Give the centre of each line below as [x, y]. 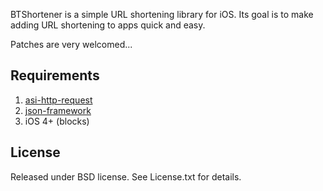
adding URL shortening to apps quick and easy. [108, 25]
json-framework [58, 110]
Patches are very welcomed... [71, 44]
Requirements [55, 75]
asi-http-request [58, 100]
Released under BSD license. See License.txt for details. [126, 176]
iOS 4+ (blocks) [57, 121]
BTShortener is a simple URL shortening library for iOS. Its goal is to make [162, 14]
